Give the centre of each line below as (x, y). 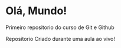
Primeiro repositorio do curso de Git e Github (60, 27)
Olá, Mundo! (36, 11)
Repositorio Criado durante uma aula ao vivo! (60, 39)
